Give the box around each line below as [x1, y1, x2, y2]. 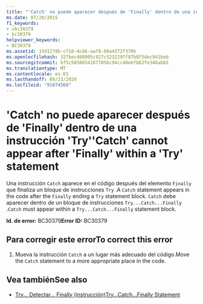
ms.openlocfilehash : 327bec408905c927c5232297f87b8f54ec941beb [6, 54, 169, 60]
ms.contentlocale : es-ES [6, 71, 69, 77]
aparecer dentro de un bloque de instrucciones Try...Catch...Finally [6, 199, 182, 206]
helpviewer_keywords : [6, 37, 61, 43]
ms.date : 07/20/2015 [6, 15, 59, 21]
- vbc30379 [6, 25, 34, 32]
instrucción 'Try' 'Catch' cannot [6, 134, 168, 148]
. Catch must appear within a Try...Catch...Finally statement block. [6, 205, 176, 213]
